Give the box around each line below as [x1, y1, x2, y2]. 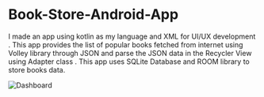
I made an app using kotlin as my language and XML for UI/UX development [8, 32, 256, 41]
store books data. [8, 65, 66, 74]
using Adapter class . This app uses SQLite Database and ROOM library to [8, 57, 250, 66]
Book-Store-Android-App [8, 6, 179, 24]
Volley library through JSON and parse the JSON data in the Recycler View [8, 48, 252, 58]
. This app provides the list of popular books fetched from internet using [8, 39, 243, 49]
